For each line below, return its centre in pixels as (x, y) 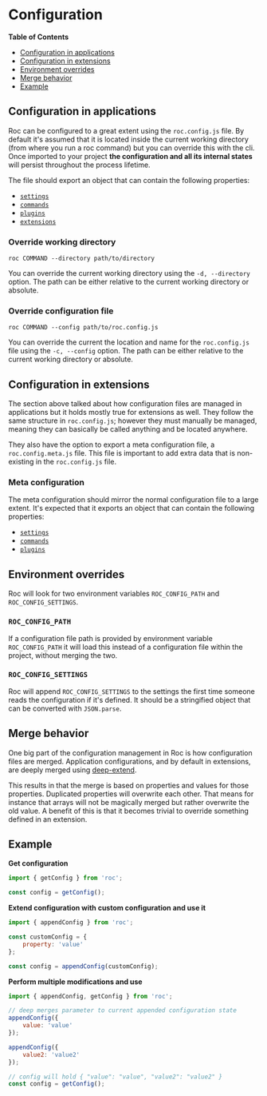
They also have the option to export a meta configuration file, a (112, 444)
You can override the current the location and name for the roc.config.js (129, 342)
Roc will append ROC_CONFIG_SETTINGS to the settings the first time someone (132, 691)
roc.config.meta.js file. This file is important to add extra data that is (122, 453)
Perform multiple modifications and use (75, 982)
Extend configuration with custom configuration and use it (107, 908)
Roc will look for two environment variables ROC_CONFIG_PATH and (114, 594)
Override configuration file (61, 311)
